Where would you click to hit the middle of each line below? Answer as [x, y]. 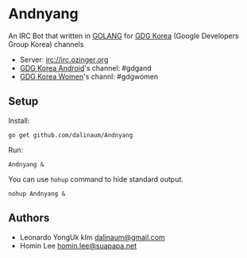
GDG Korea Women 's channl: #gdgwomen [89, 76]
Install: [19, 121]
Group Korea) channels [46, 44]
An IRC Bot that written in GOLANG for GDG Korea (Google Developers [124, 36]
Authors [29, 218]
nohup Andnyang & [37, 194]
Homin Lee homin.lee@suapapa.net [78, 245]
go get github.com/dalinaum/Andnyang [71, 135]
